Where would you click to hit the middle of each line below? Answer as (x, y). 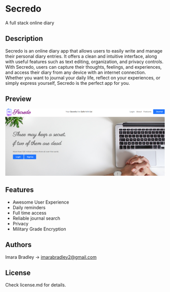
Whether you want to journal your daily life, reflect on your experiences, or (83, 78)
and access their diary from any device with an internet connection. (76, 72)
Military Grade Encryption (39, 229)
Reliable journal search (36, 218)
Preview (18, 99)
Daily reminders (29, 207)
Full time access (29, 213)
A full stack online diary (30, 23)
